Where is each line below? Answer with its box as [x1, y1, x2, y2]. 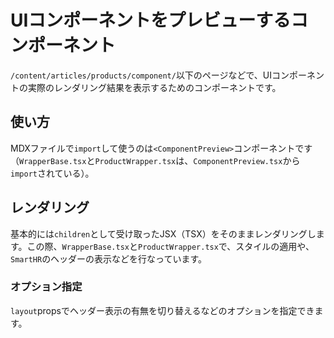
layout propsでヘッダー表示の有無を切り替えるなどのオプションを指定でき [10, 304, 315, 316]
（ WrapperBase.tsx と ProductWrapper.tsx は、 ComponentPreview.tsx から [10, 154, 301, 166]
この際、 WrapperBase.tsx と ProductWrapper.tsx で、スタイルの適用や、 [26, 240, 315, 252]
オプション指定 [10, 280, 83, 294]
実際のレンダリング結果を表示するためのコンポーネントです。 [27, 81, 282, 93]
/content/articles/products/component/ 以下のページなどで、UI [10, 69, 272, 81]
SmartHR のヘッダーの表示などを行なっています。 [10, 252, 208, 265]
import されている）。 [10, 167, 95, 179]
